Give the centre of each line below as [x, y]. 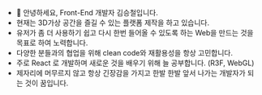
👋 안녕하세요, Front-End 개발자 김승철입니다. [87, 12]
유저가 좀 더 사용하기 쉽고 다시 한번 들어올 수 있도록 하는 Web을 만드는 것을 [135, 33]
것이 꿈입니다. [47, 83]
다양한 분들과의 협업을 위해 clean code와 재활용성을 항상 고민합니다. [125, 53]
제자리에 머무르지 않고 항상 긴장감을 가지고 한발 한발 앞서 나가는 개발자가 [131, 73]
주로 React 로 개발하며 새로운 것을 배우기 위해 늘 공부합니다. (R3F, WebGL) [135, 63]
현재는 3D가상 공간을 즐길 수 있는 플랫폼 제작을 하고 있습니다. [113, 23]
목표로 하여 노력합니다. [52, 43]
